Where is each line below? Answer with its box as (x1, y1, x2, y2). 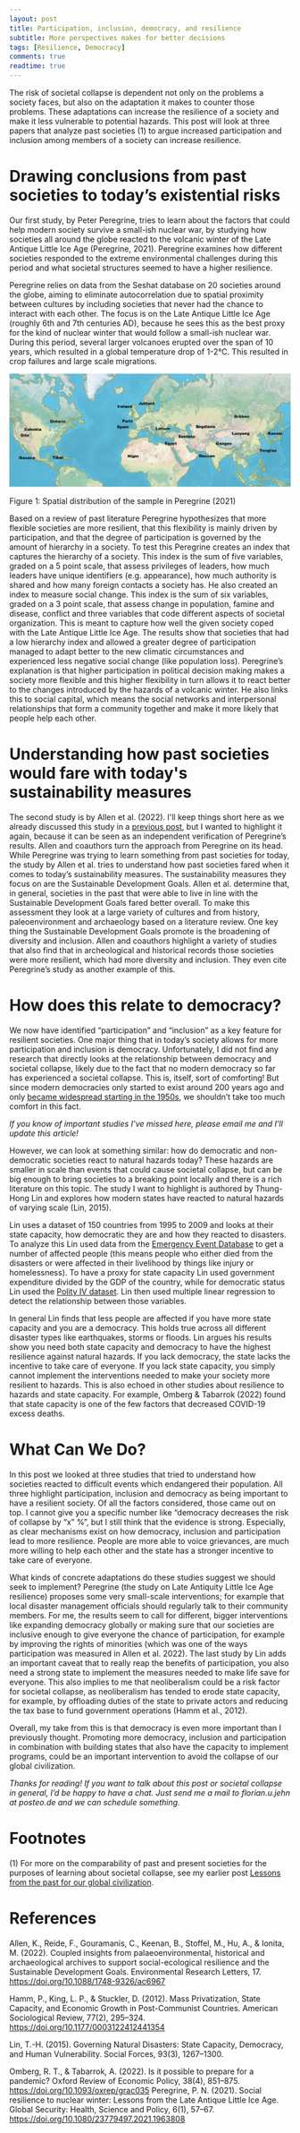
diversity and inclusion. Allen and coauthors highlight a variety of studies (9, 935, 277, 946)
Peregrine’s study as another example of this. (9, 964, 176, 975)
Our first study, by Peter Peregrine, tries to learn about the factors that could (9, 215, 290, 226)
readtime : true (9, 62, 66, 71)
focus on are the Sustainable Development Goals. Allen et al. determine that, (9, 878, 290, 890)
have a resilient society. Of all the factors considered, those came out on (9, 1497, 277, 1508)
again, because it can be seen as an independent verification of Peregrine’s (9, 831, 287, 841)
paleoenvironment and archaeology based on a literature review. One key (9, 917, 279, 927)
